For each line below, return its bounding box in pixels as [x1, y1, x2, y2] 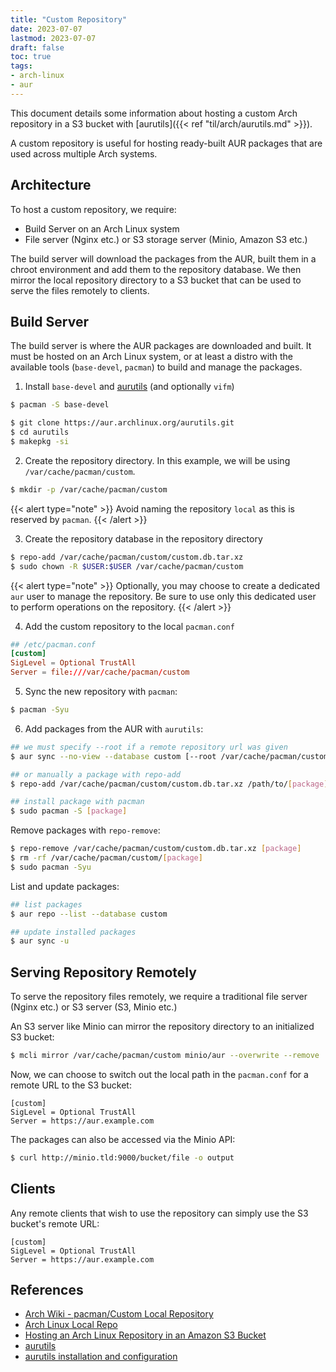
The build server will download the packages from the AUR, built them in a [10, 252, 317, 265]
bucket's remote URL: [10, 1217, 100, 1230]
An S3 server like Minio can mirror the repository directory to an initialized [10, 1021, 315, 1033]
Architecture [10, 177, 92, 194]
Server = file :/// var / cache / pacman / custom [10, 667, 190, 678]
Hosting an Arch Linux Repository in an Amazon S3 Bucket [24, 1329, 267, 1341]
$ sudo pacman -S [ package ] [10, 806, 128, 816]
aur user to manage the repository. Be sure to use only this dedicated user [10, 590, 317, 602]
